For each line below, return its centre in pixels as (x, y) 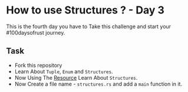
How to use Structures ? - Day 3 (85, 10)
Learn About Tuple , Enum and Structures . (64, 71)
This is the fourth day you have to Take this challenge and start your (89, 26)
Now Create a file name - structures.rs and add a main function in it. (98, 84)
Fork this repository (38, 65)
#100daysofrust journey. (36, 32)
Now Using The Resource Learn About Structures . (76, 77)
